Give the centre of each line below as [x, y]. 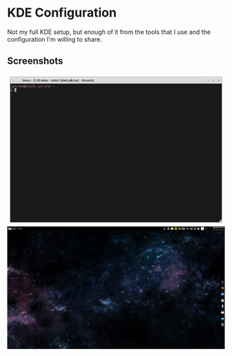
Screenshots [35, 61]
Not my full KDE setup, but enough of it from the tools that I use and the [109, 32]
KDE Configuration [62, 13]
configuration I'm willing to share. [55, 39]
